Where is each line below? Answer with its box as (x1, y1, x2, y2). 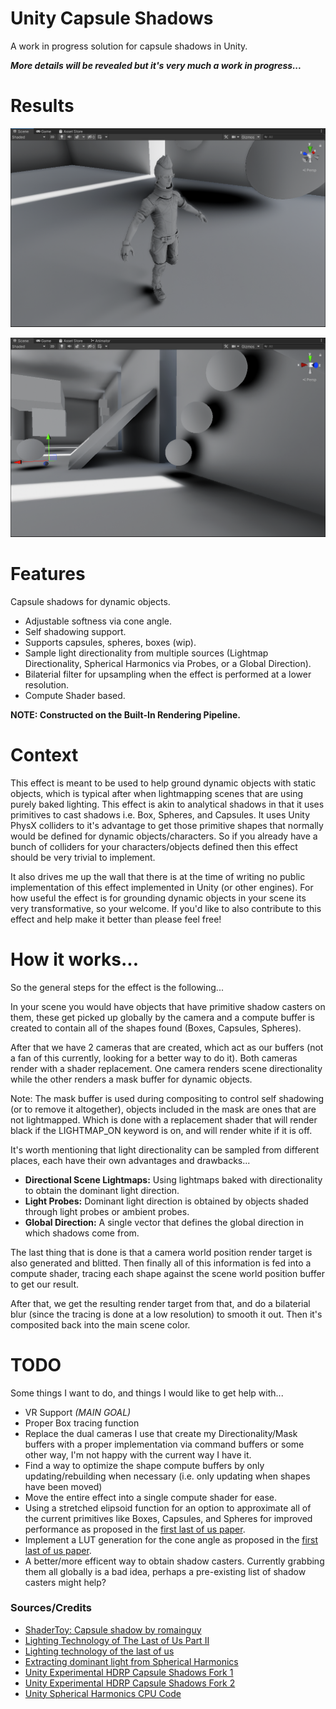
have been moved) (24, 1480, 103, 1492)
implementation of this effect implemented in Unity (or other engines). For (10, 881, 314, 893)
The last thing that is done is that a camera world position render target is (10, 1246, 313, 1258)
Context (10, 743, 79, 766)
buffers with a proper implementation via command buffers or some (24, 1438, 305, 1450)
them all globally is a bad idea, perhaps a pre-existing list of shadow (24, 1565, 307, 1577)
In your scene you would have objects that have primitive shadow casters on (10, 1000, 326, 1012)
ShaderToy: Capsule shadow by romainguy (24, 1623, 202, 1636)
